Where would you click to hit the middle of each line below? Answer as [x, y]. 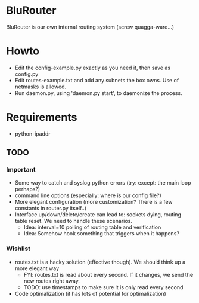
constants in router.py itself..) [51, 208]
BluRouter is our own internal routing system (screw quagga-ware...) [90, 27]
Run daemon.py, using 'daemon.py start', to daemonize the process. [99, 93]
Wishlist [18, 249]
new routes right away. [52, 281]
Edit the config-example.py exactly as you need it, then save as [93, 68]
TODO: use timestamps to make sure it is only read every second [103, 287]
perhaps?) [27, 189]
